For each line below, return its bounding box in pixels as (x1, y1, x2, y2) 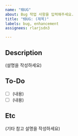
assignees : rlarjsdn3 (5, 26, 50, 31)
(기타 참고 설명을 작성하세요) (5, 125, 61, 132)
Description (5, 48, 42, 57)
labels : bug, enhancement (5, 21, 59, 26)
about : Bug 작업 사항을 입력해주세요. (5, 12, 74, 17)
